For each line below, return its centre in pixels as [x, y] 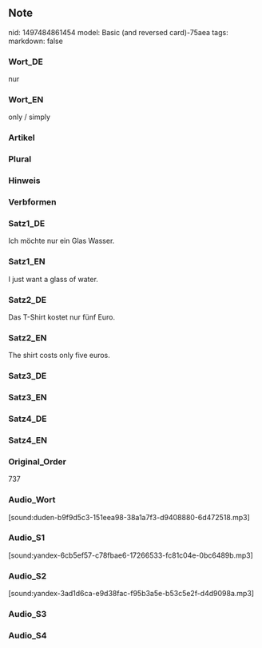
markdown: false [36, 41]
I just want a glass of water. [53, 279]
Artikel [22, 137]
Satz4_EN [28, 440]
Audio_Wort [32, 500]
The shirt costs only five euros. [59, 356]
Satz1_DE [27, 224]
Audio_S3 [28, 614]
